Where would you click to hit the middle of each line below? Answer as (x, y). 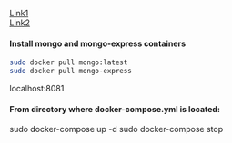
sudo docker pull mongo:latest (69, 62)
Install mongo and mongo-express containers (98, 43)
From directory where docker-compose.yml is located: (115, 109)
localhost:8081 (37, 88)
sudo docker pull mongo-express (71, 71)
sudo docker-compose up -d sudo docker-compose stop (116, 129)
